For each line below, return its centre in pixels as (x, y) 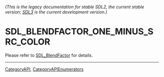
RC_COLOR (28, 42)
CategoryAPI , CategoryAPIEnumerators (44, 69)
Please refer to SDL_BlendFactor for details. (49, 55)
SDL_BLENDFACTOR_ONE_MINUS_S (79, 31)
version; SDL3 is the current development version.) (56, 12)
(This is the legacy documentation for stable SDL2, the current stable (75, 7)
